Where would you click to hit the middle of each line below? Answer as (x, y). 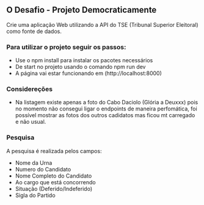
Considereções (30, 89)
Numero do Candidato (43, 169)
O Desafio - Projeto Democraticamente (82, 10)
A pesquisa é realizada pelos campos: (54, 151)
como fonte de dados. (34, 31)
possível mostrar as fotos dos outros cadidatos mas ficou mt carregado (105, 115)
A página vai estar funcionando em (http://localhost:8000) (88, 73)
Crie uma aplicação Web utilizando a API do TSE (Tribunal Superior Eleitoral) (102, 24)
